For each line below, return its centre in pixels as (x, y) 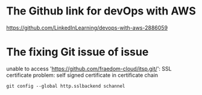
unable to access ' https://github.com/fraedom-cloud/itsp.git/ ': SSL (89, 69)
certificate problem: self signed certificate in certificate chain (82, 75)
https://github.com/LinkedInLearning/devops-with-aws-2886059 (87, 28)
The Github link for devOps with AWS (101, 11)
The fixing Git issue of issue (77, 52)
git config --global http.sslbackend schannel (66, 86)
